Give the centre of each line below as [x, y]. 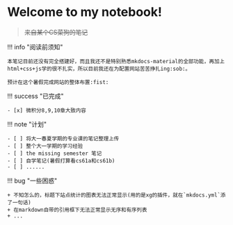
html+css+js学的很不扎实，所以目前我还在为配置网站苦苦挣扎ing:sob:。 [99, 69]
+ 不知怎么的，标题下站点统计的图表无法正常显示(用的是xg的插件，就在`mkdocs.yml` [114, 195]
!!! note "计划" [27, 124]
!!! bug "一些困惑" [32, 181]
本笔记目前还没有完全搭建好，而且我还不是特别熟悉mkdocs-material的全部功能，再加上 [116, 61]
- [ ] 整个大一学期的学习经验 [45, 146]
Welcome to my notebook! [85, 12]
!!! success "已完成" [35, 96]
